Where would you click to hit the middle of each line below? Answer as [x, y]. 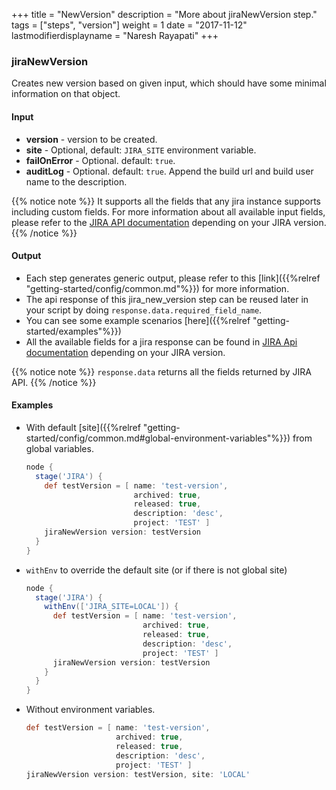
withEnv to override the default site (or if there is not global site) [156, 570]
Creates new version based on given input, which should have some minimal [169, 83]
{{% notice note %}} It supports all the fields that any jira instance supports [166, 201]
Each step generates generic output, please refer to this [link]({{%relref [173, 278]
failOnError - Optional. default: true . [100, 160]
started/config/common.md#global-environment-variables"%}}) [158, 438]
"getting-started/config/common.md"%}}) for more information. [157, 288]
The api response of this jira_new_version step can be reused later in [167, 299]
